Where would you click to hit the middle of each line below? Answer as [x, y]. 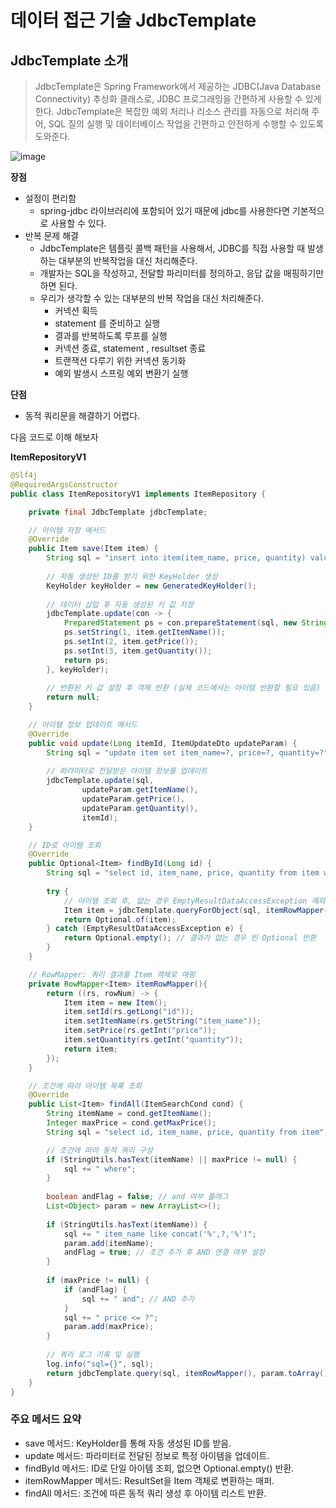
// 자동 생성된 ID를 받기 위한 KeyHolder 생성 [132, 576]
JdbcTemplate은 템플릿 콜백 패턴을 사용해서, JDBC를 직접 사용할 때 [172, 248]
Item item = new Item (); [115, 1002]
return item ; [90, 1049]
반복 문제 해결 [51, 235]
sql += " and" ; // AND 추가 [138, 1299]
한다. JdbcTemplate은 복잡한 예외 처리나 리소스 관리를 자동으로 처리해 [172, 111]
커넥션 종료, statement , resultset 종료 [130, 348]
